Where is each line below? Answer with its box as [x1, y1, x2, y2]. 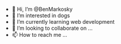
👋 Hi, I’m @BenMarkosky [11, 6, 73, 12]
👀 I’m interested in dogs [11, 12, 70, 19]
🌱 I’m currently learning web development [11, 18, 115, 25]
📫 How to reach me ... [11, 32, 67, 38]
